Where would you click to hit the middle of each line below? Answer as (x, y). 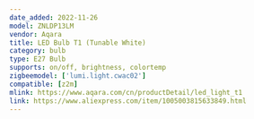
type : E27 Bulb (38, 59)
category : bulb (38, 51)
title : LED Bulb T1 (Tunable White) (78, 42)
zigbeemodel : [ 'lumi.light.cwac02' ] (78, 76)
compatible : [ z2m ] (44, 84)
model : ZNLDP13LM (42, 26)
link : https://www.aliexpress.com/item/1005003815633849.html (128, 101)
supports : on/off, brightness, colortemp (88, 68)
